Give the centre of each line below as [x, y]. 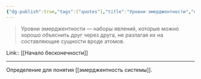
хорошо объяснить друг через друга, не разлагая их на [92, 35]
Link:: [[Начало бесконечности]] [47, 53]
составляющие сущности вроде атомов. [73, 41]
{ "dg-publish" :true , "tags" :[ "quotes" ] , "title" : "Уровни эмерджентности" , [99, 12]
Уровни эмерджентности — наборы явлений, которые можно [100, 29]
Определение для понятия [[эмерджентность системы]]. [79, 69]
